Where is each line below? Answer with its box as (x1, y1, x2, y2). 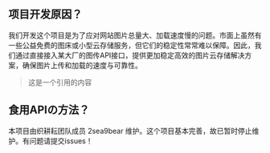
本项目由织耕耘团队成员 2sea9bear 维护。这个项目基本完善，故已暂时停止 (8, 126, 252, 135)
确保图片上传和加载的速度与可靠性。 (22, 60, 142, 70)
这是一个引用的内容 (27, 77, 92, 87)
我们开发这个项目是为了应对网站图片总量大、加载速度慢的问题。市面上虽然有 (8, 30, 262, 40)
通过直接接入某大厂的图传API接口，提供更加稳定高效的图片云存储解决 (14, 50, 245, 60)
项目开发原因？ (8, 7, 83, 22)
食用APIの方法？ (8, 103, 90, 117)
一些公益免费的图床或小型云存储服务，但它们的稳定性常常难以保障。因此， (8, 40, 255, 50)
